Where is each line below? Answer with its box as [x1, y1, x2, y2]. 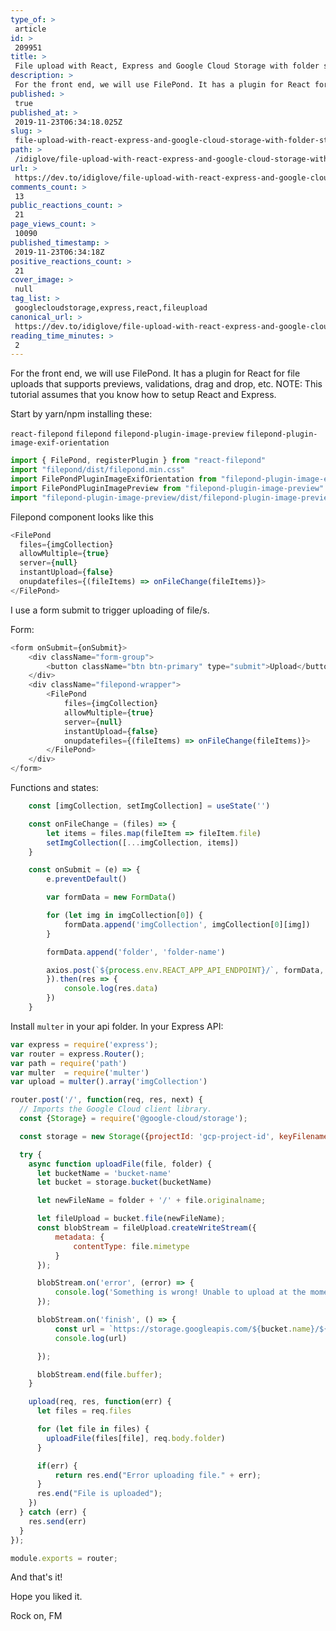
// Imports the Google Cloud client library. [19, 1104, 213, 1115]
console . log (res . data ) [63, 984, 159, 994]
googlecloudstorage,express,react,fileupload [14, 303, 208, 313]
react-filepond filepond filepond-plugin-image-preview [10, 429, 244, 440]
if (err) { [36, 1461, 78, 1471]
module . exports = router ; [10, 1553, 118, 1563]
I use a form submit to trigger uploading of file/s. [10, 604, 210, 616]
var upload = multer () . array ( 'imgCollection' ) [10, 1077, 208, 1087]
